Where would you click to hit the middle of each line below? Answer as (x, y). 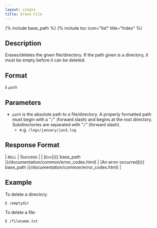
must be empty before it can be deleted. (45, 60)
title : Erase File (24, 14)
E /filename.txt (21, 221)
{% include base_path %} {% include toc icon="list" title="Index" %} (74, 28)
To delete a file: (21, 212)
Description (23, 43)
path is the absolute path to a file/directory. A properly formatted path (82, 114)
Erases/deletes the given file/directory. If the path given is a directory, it (77, 55)
